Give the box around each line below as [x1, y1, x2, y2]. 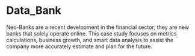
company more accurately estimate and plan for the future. [6, 43, 152, 50]
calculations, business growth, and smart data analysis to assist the [6, 36, 173, 43]
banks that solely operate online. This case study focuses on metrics [6, 30, 177, 37]
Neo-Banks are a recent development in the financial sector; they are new [6, 23, 190, 31]
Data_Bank [6, 4, 61, 17]
